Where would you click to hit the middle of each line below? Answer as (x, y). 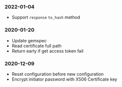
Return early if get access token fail (48, 51)
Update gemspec (29, 40)
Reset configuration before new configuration (58, 74)
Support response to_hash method (46, 17)
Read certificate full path (37, 46)
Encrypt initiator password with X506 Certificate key (64, 79)
